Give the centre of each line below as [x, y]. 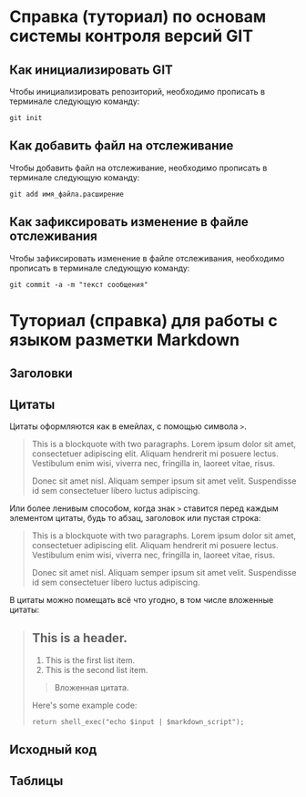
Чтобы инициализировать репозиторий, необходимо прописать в [138, 92]
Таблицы [36, 781]
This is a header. [79, 638]
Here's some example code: [84, 705]
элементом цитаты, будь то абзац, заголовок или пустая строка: [135, 518]
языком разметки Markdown [125, 340]
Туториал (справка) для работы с [143, 320]
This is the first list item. [90, 660]
